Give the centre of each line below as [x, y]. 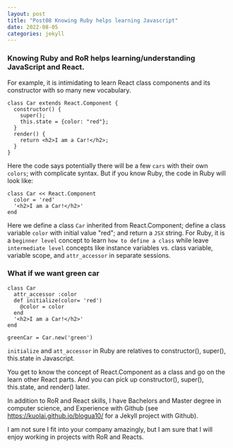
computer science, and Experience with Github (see [83, 408]
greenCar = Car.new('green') [50, 337]
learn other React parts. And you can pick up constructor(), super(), [106, 379]
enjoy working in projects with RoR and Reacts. [76, 437]
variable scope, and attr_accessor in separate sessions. [89, 255]
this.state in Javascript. [41, 358]
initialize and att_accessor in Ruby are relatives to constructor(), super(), [116, 350]
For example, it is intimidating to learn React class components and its [109, 83]
